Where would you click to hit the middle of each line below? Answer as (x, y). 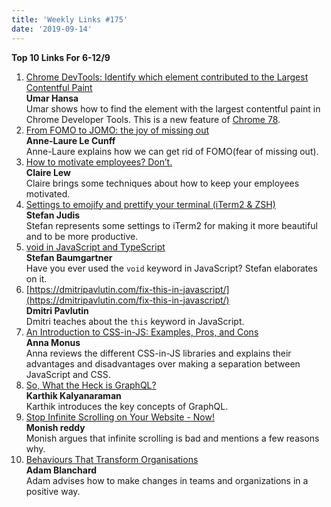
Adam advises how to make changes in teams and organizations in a (167, 480)
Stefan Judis (53, 215)
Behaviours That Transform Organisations (112, 459)
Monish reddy (55, 427)
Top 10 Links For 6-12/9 (61, 57)
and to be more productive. (82, 236)
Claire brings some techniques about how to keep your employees (162, 183)
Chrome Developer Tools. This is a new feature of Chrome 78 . (153, 119)
